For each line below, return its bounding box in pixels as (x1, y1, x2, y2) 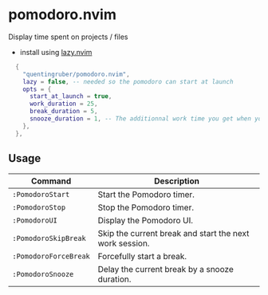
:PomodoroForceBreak (12, 251, 90, 261)
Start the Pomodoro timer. (97, 189, 195, 200)
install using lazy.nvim (19, 47, 93, 57)
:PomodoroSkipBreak (12, 234, 86, 242)
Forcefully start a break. (97, 250, 187, 262)
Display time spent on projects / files (8, 32, 128, 41)
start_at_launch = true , (29, 92, 112, 100)
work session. (97, 238, 150, 249)
